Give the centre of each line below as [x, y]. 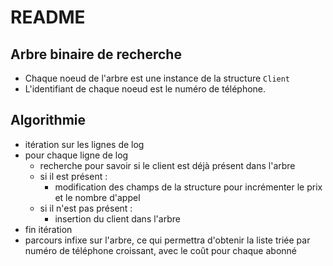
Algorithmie [48, 120]
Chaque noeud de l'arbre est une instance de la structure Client [157, 78]
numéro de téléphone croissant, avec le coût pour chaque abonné [160, 250]
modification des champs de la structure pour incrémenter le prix [188, 187]
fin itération [48, 229]
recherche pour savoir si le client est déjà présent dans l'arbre [167, 165]
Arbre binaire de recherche [96, 54]
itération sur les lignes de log [84, 144]
